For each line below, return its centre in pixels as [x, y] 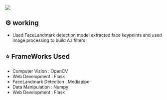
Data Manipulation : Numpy [40, 87]
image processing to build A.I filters [49, 40]
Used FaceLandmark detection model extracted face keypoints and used [87, 35]
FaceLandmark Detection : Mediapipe [51, 82]
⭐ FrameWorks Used [38, 56]
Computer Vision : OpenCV [40, 71]
